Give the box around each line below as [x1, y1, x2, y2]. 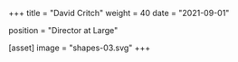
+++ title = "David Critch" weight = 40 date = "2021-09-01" [8, 8, 230, 18]
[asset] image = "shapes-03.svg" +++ [8, 42, 151, 53]
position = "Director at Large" [8, 25, 119, 35]
